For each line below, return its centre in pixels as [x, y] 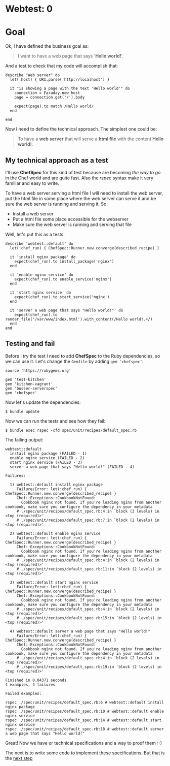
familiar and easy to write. [32, 183]
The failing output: [24, 439]
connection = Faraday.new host [47, 93]
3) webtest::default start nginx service [54, 582]
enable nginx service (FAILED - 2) [47, 458]
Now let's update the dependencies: [43, 402]
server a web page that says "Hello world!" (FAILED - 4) [72, 467]
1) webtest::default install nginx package [56, 485]
